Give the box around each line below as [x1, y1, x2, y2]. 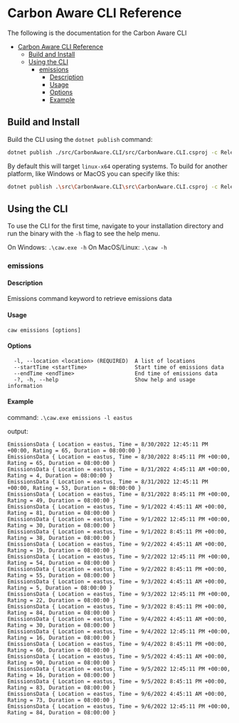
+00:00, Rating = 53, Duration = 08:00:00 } [7, 485, 142, 492]
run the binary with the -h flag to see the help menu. [7, 230, 160, 238]
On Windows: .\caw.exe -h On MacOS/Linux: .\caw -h [7, 243, 167, 252]
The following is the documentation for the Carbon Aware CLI [7, 29, 187, 37]
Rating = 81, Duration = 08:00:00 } [7, 510, 116, 517]
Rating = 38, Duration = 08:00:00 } [7, 535, 116, 542]
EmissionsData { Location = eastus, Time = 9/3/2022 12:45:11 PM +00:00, [7, 590, 231, 598]
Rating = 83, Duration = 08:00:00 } [7, 684, 116, 692]
